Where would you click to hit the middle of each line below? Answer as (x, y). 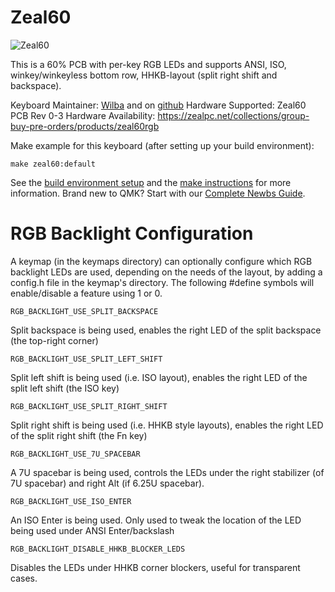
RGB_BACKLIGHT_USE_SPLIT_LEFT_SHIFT (86, 359)
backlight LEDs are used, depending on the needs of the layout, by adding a (166, 272)
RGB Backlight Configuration (132, 233)
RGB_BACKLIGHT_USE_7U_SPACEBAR (75, 454)
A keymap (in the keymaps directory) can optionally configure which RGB (161, 261)
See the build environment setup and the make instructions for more (151, 182)
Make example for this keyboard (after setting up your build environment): (162, 145)
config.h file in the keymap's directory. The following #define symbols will (162, 282)
